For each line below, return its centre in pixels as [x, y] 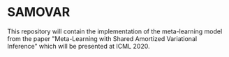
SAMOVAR [39, 12]
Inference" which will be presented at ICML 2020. [79, 46]
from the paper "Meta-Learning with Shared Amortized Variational [102, 38]
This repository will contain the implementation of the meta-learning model [115, 31]
